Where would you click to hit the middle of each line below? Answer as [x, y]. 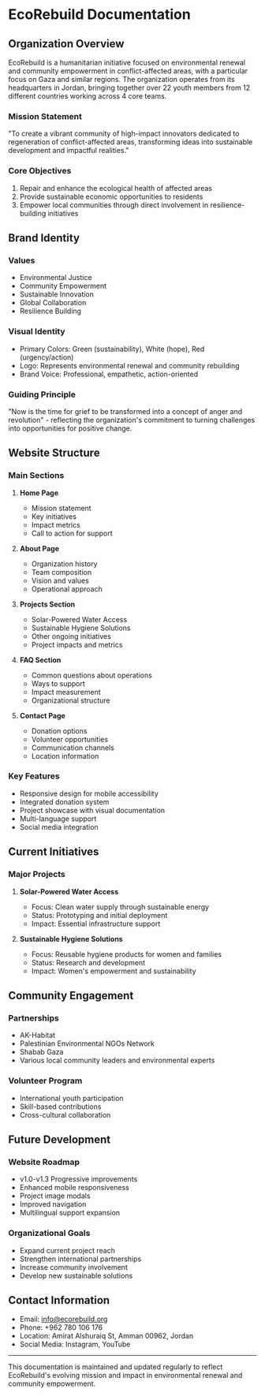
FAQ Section [40, 659]
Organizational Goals [49, 1234]
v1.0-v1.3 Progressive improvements [78, 1179]
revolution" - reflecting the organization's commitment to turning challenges [132, 420]
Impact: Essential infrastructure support [96, 924]
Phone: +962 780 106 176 [61, 1327]
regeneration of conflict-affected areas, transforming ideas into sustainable [131, 142]
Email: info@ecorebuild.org [63, 1319]
